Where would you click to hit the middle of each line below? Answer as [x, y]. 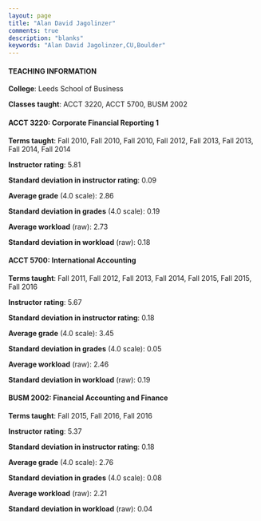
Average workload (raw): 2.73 [58, 226]
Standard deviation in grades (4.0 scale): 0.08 [85, 478]
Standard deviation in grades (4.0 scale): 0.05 [85, 348]
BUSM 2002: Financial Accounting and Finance [88, 398]
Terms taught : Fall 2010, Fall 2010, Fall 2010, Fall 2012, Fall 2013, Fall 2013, [131, 140]
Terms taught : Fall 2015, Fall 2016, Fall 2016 [81, 415]
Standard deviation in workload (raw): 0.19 [79, 379]
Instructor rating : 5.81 [45, 164]
